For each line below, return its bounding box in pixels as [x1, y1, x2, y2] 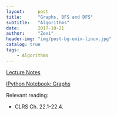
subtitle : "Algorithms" [6, 19, 69, 25]
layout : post [6, 8, 49, 15]
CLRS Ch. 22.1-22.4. [14, 103, 63, 110]
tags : [6, 47, 19, 53]
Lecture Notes [6, 68, 41, 75]
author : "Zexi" [6, 31, 54, 37]
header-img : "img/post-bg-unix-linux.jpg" [6, 36, 112, 42]
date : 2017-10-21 [6, 25, 65, 31]
